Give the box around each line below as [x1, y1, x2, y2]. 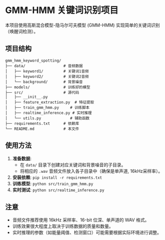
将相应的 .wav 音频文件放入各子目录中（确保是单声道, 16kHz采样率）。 [19, 168, 163, 174]
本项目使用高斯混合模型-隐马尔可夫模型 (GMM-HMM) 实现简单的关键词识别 [5, 22, 160, 28]
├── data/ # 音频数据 [5, 63, 83, 68]
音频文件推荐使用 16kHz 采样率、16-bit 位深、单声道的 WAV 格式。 [12, 217, 149, 223]
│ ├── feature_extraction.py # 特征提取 [5, 100, 94, 105]
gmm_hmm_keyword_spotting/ [5, 58, 61, 63]
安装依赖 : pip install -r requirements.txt [12, 174, 102, 180]
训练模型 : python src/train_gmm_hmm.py [12, 180, 93, 186]
